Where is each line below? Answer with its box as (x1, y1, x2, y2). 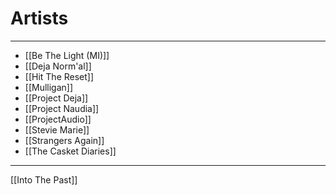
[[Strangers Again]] (24, 134, 105, 146)
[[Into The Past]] (10, 173, 78, 186)
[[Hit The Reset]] (24, 70, 95, 82)
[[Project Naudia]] (24, 102, 100, 114)
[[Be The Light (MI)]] (24, 49, 110, 61)
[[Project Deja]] (24, 92, 89, 104)
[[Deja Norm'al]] (24, 60, 92, 72)
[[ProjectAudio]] (24, 113, 92, 125)
